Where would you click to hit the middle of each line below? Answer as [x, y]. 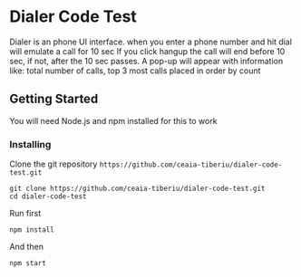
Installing [30, 144]
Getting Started [54, 99]
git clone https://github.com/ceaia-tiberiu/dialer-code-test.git [137, 189]
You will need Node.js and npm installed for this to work [113, 120]
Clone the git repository [53, 164]
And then [26, 247]
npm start [28, 263]
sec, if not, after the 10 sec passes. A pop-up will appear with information [146, 61]
